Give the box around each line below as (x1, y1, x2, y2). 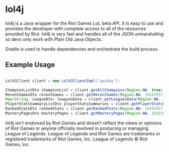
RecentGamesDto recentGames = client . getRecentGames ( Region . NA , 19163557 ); (5, 92, 167, 97)
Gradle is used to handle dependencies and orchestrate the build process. (5, 46, 159, 52)
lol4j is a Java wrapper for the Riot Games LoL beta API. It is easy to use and (5, 20, 163, 26)
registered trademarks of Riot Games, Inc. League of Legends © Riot (5, 136, 148, 142)
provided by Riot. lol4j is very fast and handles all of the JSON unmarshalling (5, 31, 164, 37)
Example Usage (5, 60, 55, 69)
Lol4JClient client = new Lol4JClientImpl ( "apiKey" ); (5, 78, 121, 84)
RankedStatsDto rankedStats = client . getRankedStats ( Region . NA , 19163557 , (5, 106, 165, 111)
